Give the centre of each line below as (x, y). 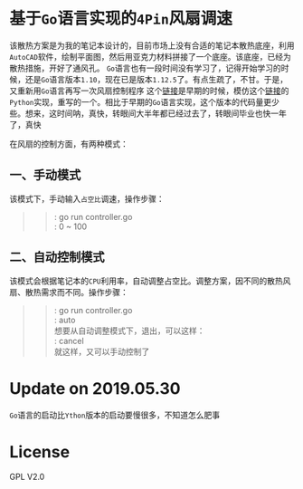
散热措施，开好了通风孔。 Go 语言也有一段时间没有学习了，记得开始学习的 (146, 68)
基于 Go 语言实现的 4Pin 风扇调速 (121, 19)
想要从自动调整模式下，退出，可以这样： (129, 331)
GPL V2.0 (27, 477)
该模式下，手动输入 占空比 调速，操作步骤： (87, 198)
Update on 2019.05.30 (95, 388)
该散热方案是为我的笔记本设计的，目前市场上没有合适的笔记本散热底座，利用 (152, 45)
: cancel (69, 340)
